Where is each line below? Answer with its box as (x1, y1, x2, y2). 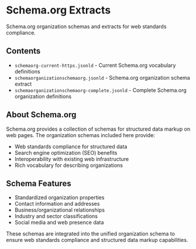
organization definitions (14, 93, 72, 100)
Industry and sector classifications (14, 213, 98, 220)
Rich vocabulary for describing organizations (14, 162, 123, 169)
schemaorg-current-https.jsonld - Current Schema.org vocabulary (14, 62, 176, 69)
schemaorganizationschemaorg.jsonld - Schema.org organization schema (14, 74, 190, 81)
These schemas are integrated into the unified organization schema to (6, 230, 176, 237)
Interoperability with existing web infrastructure (14, 155, 129, 162)
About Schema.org (6, 110, 77, 120)
